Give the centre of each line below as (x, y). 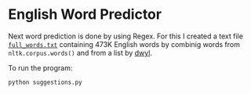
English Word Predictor (85, 14)
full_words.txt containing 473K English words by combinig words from (124, 44)
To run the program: (40, 67)
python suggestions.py (45, 82)
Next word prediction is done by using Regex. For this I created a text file (125, 36)
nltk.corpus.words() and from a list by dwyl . (80, 52)
